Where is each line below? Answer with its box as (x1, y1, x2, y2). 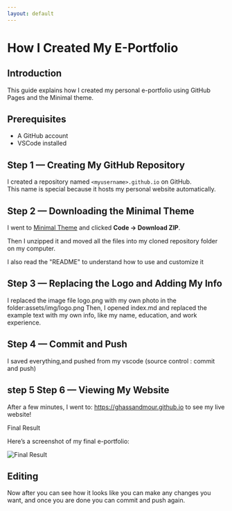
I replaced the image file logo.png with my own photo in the (7, 296, 177, 304)
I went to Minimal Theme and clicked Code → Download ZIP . (7, 223, 181, 232)
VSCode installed (17, 139, 67, 148)
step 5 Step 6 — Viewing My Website (7, 384, 170, 396)
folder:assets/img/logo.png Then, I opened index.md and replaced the (7, 303, 208, 312)
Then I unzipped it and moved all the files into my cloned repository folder (7, 237, 218, 245)
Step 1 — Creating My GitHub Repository (7, 159, 186, 171)
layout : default (7, 10, 54, 17)
